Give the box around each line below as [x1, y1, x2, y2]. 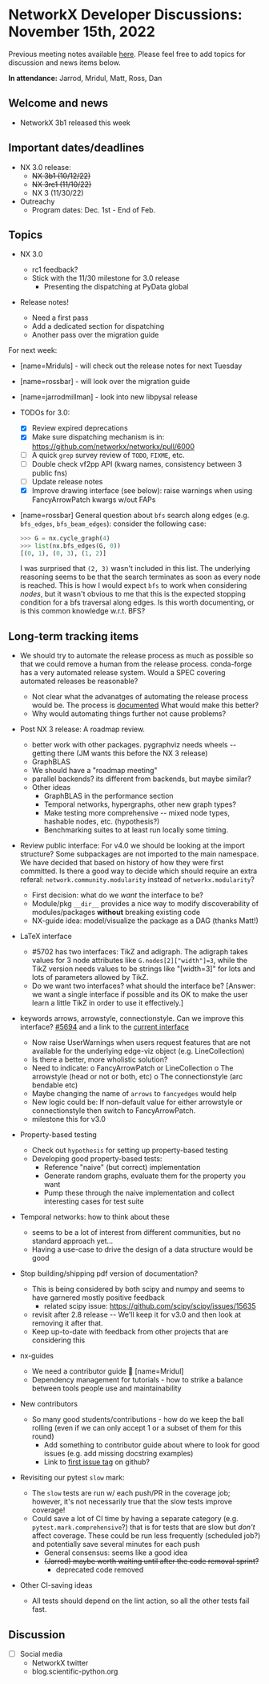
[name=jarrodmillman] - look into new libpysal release [19, 392, 198, 402]
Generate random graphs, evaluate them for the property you [43, 1171, 246, 1180]
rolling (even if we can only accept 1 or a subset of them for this [31, 1423, 242, 1433]
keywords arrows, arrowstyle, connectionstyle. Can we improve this [19, 1014, 244, 1023]
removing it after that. [31, 1318, 103, 1328]
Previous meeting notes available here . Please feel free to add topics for [8, 49, 246, 59]
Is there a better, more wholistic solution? [31, 1055, 168, 1064]
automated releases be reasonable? [19, 676, 139, 686]
